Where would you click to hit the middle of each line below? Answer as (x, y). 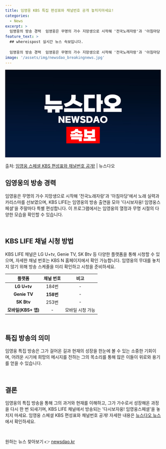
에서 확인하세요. (21, 422)
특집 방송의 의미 (28, 338)
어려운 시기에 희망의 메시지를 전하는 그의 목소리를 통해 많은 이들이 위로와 (82, 357)
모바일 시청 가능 (80, 310)
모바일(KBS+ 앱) (23, 310)
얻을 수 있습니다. (26, 363)
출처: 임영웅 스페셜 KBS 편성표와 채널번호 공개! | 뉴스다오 (60, 166)
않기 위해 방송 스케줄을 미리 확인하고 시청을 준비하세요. (63, 266)
